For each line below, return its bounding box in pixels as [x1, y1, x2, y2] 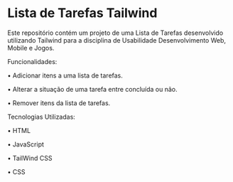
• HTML [7, 126, 31, 134]
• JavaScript [7, 140, 45, 149]
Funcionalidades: [7, 57, 58, 65]
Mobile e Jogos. [7, 43, 55, 52]
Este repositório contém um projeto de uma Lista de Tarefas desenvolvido [7, 28, 224, 37]
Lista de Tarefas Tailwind [7, 5, 158, 21]
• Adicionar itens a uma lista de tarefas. [7, 71, 123, 80]
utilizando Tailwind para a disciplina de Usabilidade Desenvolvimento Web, [7, 36, 226, 44]
